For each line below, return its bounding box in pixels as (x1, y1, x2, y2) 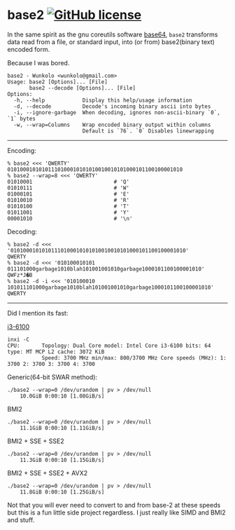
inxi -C (7, 336, 30, 343)
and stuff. (7, 515, 35, 524)
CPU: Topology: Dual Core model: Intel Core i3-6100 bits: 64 (7, 342, 211, 349)
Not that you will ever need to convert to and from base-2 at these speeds (7, 501, 221, 509)
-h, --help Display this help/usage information (13, 97, 192, 104)
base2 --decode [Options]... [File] (29, 84, 136, 91)
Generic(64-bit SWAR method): (7, 372, 98, 381)
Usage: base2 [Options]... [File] (7, 78, 108, 86)
